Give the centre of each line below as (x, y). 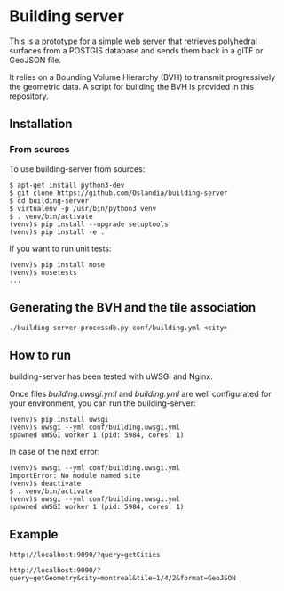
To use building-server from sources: (77, 169)
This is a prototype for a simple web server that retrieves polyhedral (133, 41)
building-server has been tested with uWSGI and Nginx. (111, 376)
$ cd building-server (49, 201)
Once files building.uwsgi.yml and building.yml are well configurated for (141, 394)
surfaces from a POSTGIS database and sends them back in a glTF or (136, 50)
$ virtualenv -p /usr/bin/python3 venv (83, 208)
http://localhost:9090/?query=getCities (85, 555)
